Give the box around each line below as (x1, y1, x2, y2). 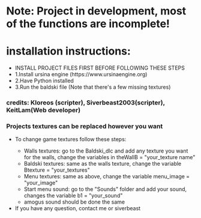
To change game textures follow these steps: (14, 136, 127, 143)
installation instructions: (6, 44, 131, 58)
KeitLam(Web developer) (6, 106, 81, 115)
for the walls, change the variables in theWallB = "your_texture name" (23, 154, 196, 161)
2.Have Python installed (14, 77, 74, 85)
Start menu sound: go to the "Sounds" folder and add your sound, (23, 186, 187, 193)
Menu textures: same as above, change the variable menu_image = (23, 173, 190, 180)
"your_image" (23, 179, 58, 187)
